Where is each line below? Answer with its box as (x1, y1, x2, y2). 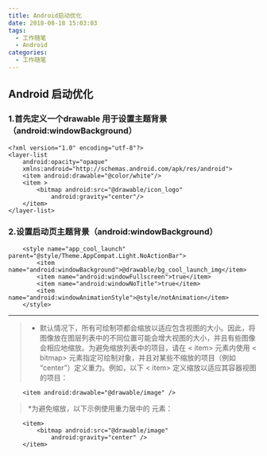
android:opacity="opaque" (22, 158, 109, 166)
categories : (8, 49, 48, 57)
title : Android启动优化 (8, 11, 82, 20)
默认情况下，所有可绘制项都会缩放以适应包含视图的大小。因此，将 (39, 323, 256, 333)
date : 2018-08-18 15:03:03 (8, 19, 98, 27)
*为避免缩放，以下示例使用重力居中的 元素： (27, 403, 173, 413)
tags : (8, 26, 26, 34)
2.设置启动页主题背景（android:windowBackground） (8, 226, 219, 237)
